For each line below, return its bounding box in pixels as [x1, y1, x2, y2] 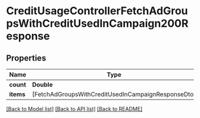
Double [32, 81, 53, 88]
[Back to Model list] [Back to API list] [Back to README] [6, 106, 143, 112]
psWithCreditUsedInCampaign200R [6, 17, 189, 30]
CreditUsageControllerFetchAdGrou [6, 4, 189, 18]
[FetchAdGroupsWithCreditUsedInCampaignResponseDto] [32, 90, 196, 98]
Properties [6, 53, 46, 63]
